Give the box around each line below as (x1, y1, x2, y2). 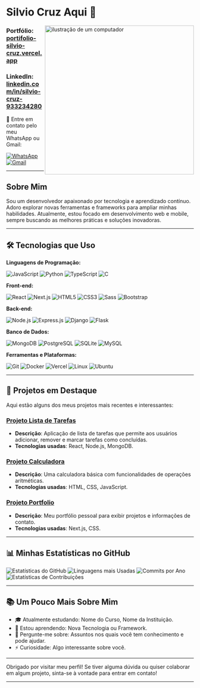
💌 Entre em (6, 116, 33, 123)
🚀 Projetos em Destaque (6, 385, 97, 396)
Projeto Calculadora (6, 457, 65, 466)
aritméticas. (14, 477, 44, 484)
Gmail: (6, 141, 22, 148)
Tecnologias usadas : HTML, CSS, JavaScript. (14, 484, 128, 491)
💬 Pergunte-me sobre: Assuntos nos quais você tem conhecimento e (14, 631, 184, 638)
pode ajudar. (14, 637, 46, 645)
